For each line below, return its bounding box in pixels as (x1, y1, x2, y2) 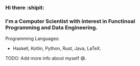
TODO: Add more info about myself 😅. (5, 55, 87, 61)
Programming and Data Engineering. (5, 24, 98, 31)
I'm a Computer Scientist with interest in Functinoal (5, 17, 135, 24)
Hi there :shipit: (5, 4, 44, 11)
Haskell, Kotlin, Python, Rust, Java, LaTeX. (12, 45, 101, 52)
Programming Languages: (5, 36, 60, 42)
